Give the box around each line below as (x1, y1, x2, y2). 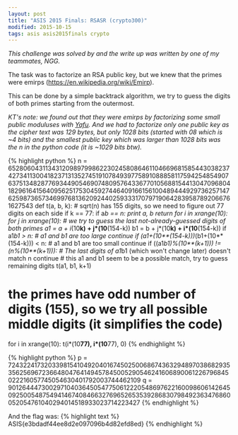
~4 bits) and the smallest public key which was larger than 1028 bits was (8, 136, 221, 144)
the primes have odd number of (8, 287, 196, 302)
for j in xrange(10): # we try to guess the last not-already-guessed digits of (8, 217, 226, 225)
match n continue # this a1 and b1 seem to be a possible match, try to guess (8, 254, 228, 263)
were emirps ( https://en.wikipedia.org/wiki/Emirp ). (8, 78, 155, 87)
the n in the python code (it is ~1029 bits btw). (8, 143, 142, 152)
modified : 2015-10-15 (8, 23, 72, 30)
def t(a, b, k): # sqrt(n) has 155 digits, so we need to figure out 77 (35, 202, 225, 210)
